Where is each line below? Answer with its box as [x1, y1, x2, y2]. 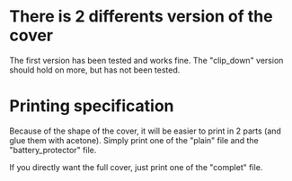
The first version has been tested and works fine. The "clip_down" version [9, 55, 284, 65]
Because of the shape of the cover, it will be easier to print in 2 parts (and [9, 125, 281, 136]
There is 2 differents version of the [9, 6, 273, 27]
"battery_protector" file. [9, 144, 97, 155]
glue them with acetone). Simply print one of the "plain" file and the [9, 134, 259, 145]
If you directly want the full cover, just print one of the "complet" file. [9, 161, 263, 172]
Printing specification [9, 96, 174, 116]
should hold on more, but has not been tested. [9, 65, 181, 75]
